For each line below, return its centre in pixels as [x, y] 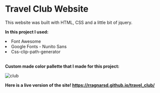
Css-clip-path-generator [36, 52]
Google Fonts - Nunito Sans [39, 46]
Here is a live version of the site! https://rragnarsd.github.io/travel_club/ [80, 85]
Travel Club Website [47, 9]
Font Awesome [26, 41]
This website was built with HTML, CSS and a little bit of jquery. [69, 22]
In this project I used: [27, 32]
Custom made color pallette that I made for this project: [62, 66]
